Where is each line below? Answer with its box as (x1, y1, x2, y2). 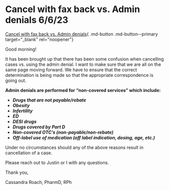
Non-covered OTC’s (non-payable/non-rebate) (12, 129, 114, 135)
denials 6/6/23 (5, 14, 69, 26)
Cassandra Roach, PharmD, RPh (5, 179, 72, 185)
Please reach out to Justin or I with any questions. (5, 159, 109, 165)
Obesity (12, 102, 30, 108)
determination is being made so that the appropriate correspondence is (5, 72, 154, 78)
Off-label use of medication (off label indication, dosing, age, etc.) (12, 134, 155, 140)
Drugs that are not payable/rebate (12, 97, 87, 103)
